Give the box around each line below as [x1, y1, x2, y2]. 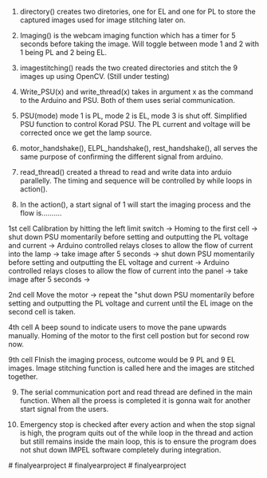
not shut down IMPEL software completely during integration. [19, 445, 222, 454]
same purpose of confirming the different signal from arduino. [19, 152, 223, 161]
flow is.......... [19, 208, 62, 218]
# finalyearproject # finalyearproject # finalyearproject [8, 460, 187, 470]
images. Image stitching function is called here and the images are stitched [8, 363, 255, 373]
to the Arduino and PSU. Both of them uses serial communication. [19, 96, 235, 105]
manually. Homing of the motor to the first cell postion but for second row [8, 331, 249, 340]
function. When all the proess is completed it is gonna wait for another [19, 396, 251, 405]
